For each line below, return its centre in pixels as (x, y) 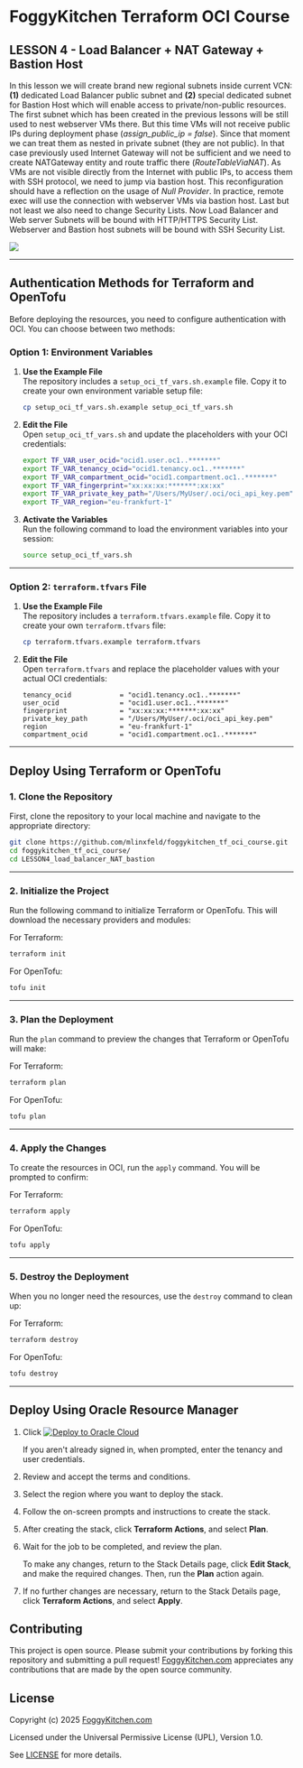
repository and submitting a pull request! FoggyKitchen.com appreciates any (151, 1660)
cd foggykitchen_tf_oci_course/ (70, 850)
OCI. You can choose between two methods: (92, 329)
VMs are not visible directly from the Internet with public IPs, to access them (151, 172)
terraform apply (40, 1211)
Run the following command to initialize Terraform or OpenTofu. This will (143, 910)
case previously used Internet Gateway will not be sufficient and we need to (150, 153)
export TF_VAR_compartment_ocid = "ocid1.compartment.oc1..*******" (150, 477)
